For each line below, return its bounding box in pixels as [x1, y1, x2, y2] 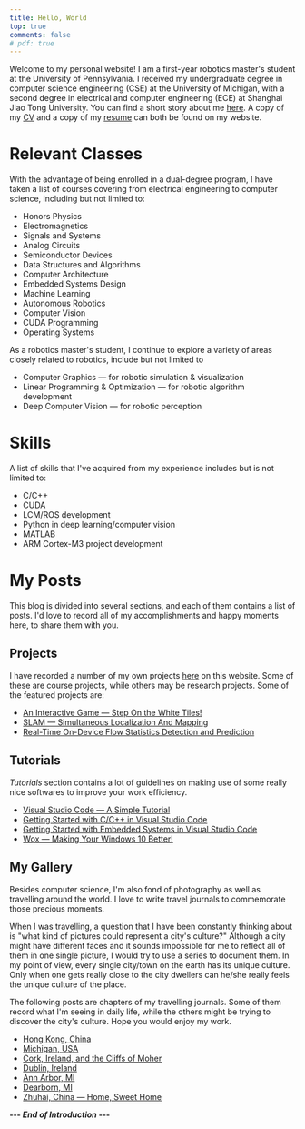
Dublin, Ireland [22, 1062, 77, 1074]
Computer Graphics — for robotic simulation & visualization [22, 372, 245, 383]
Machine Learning [22, 288, 91, 299]
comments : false [9, 30, 71, 39]
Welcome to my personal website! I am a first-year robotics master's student [9, 64, 296, 75]
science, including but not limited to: [9, 193, 145, 205]
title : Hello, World [9, 13, 88, 23]
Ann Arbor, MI [22, 1072, 75, 1083]
